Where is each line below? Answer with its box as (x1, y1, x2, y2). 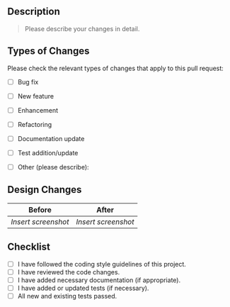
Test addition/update (17, 148, 79, 157)
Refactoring (17, 120, 52, 128)
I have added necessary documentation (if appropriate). (17, 276, 181, 284)
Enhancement (17, 106, 59, 114)
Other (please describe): (17, 163, 90, 171)
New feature (17, 91, 54, 100)
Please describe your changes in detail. (24, 24, 140, 33)
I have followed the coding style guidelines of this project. (17, 259, 186, 268)
